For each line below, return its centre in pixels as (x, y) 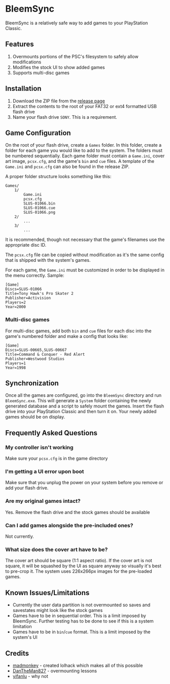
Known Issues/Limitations (47, 592)
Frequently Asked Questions (52, 433)
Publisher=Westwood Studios (35, 359)
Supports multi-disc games (41, 73)
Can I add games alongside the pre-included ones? (69, 525)
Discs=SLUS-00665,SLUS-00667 (36, 350)
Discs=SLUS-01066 (24, 289)
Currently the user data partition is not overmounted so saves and (81, 605)
